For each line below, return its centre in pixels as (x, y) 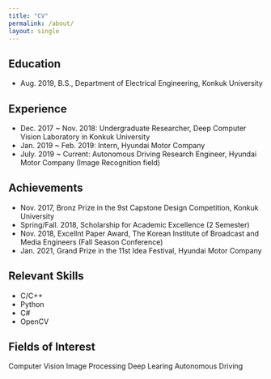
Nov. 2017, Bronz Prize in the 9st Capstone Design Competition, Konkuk (139, 207)
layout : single (34, 31)
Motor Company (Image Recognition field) (90, 162)
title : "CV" (28, 16)
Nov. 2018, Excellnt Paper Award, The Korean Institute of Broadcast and (140, 233)
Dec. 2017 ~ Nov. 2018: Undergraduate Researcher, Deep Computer (133, 128)
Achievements (46, 188)
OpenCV (34, 322)
